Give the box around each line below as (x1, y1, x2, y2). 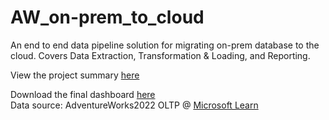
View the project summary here (10, 69, 140, 81)
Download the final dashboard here (10, 88, 156, 100)
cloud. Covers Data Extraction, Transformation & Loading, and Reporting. (10, 49, 311, 61)
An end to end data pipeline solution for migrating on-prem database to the (10, 39, 320, 51)
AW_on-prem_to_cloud (10, 6, 205, 29)
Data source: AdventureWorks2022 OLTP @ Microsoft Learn (10, 99, 259, 111)
